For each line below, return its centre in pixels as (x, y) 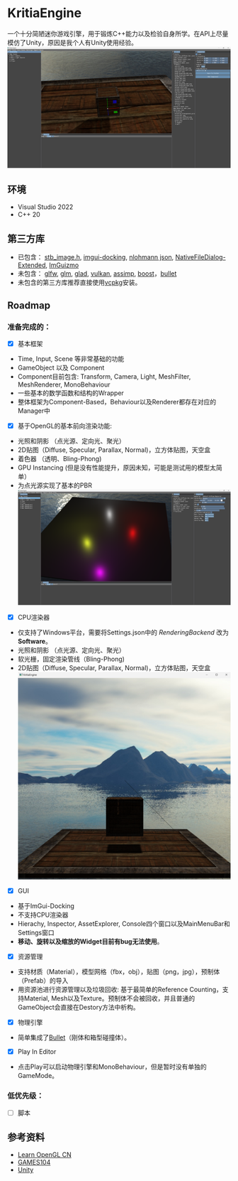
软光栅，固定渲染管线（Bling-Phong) (71, 659)
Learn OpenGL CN (45, 1155)
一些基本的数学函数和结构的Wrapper (70, 393)
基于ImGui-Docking (46, 906)
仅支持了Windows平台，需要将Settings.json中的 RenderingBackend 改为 (123, 632)
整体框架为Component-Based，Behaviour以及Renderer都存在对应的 (117, 401)
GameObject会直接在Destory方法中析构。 (78, 1008)
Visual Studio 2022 (45, 207)
